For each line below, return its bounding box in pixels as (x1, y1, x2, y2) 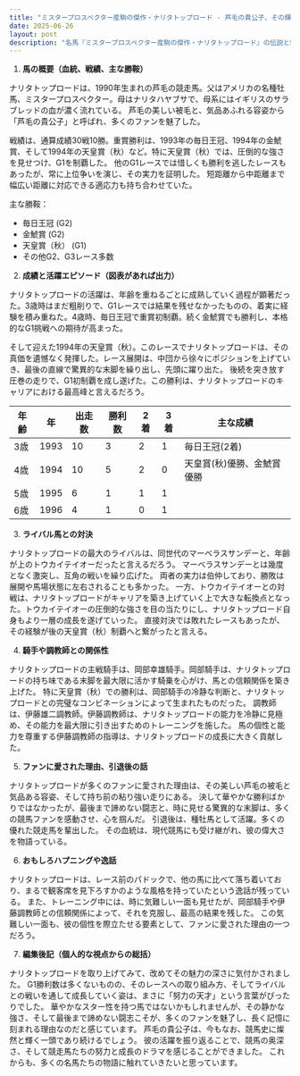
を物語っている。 (9, 836, 72, 847)
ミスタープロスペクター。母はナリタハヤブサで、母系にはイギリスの (24, 94, 274, 105)
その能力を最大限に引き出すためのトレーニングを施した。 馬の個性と (24, 720, 278, 731)
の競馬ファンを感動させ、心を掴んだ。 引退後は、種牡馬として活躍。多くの (9, 814, 286, 825)
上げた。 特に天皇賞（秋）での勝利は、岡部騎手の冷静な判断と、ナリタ (9, 686, 270, 697)
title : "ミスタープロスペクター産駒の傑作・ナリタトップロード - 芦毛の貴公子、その (9, 13, 285, 22)
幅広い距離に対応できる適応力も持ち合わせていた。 (9, 180, 197, 190)
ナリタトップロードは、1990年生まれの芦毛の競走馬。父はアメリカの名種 (9, 82, 278, 94)
